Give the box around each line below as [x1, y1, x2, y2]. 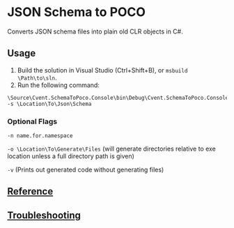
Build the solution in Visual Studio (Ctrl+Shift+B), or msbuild [17, 66, 188, 74]
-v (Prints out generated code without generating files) [7, 165, 164, 174]
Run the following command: [17, 81, 100, 89]
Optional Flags [7, 116, 58, 126]
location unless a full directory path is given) [7, 152, 134, 160]
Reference [7, 185, 54, 197]
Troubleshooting [7, 209, 81, 221]
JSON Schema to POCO [7, 4, 146, 20]
